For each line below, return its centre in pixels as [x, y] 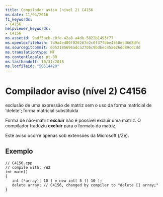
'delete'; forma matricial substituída [42, 111]
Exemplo [19, 151]
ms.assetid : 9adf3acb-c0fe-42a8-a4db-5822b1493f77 [59, 38]
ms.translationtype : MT [30, 52]
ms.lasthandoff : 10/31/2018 [35, 62]
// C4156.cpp [19, 163]
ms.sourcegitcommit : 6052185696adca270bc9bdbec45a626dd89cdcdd [73, 47]
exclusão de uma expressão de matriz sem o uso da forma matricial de [78, 105]
